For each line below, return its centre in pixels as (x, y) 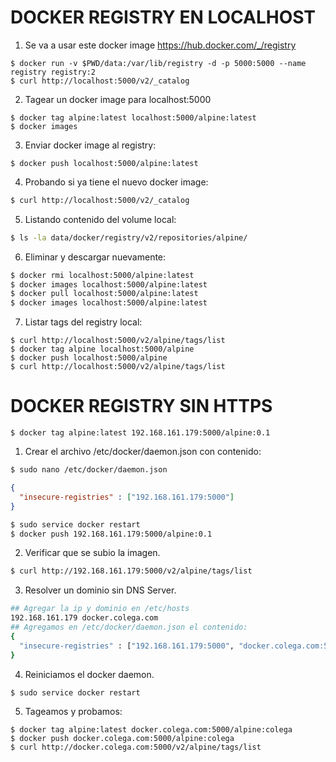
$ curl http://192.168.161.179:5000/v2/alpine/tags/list (131, 571)
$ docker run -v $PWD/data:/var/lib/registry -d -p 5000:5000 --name (158, 63)
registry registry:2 (53, 72)
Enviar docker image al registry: (90, 145)
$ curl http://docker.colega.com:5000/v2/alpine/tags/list (136, 747)
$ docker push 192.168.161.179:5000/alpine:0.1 (111, 534)
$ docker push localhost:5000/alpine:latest (104, 163)
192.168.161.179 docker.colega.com (84, 618)
